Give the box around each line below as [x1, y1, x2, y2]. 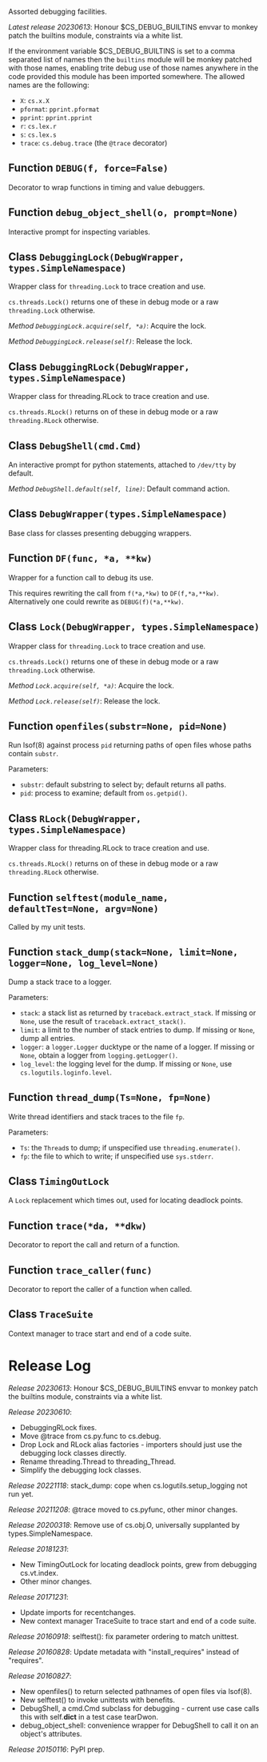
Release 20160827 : [8, 1671, 72, 1680]
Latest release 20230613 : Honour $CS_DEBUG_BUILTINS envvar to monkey [8, 22, 258, 31]
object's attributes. [19, 1728, 82, 1738]
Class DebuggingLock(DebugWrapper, [8, 250, 185, 264]
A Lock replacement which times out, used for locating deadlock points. [8, 1195, 244, 1206]
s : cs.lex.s [19, 130, 58, 139]
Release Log [8, 1357, 92, 1374]
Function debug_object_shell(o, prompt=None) [8, 205, 238, 219]
